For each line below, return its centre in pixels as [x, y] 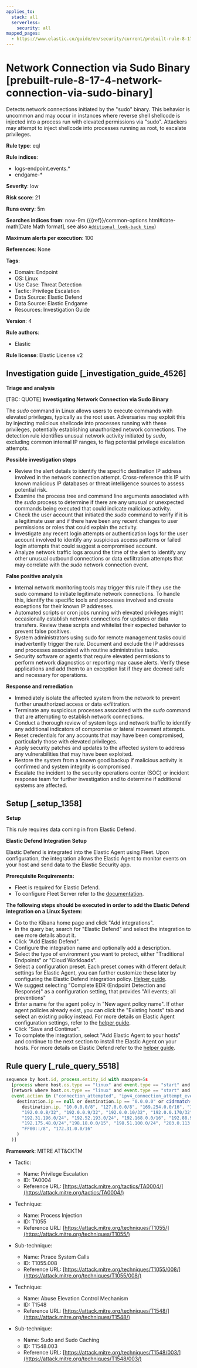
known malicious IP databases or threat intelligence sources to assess [99, 483]
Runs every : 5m [26, 209]
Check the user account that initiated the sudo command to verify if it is [101, 515]
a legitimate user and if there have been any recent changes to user [96, 520]
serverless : [26, 22]
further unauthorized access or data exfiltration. [72, 704]
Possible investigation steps [41, 459]
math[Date [19, 226]
